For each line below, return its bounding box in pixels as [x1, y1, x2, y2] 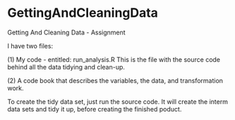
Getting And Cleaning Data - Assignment [7, 28, 126, 36]
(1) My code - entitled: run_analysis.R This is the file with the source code [7, 55, 221, 64]
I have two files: [7, 41, 54, 50]
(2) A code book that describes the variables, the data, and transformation [7, 76, 224, 85]
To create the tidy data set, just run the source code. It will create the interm [7, 97, 228, 106]
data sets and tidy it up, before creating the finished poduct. [7, 105, 182, 113]
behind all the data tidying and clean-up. [7, 62, 126, 71]
